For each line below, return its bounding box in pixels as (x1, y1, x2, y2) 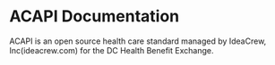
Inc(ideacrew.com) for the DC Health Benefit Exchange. (9, 45, 214, 55)
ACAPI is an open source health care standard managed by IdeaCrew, (9, 36, 267, 46)
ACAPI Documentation (9, 6, 180, 27)
